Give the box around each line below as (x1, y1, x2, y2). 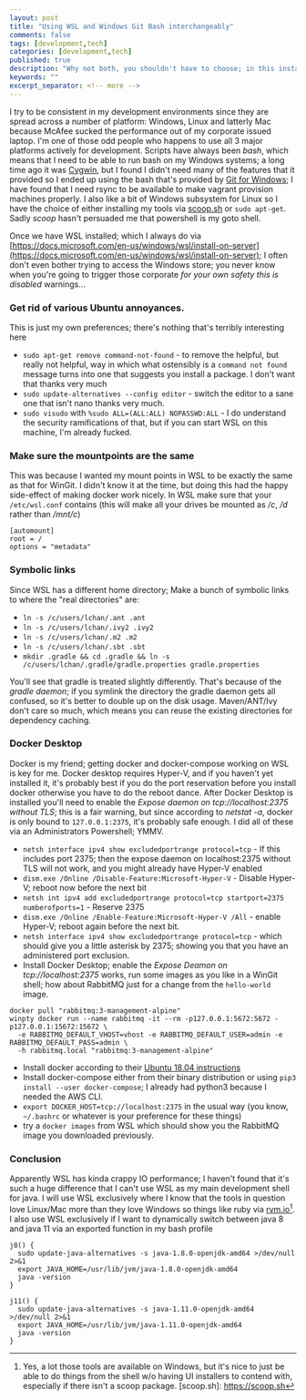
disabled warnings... (9, 279, 87, 290)
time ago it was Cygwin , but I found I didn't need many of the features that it (9, 164, 295, 175)
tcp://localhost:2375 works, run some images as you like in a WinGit (22, 969, 279, 980)
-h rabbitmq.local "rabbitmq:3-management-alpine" (17, 1046, 214, 1055)
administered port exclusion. (22, 949, 130, 961)
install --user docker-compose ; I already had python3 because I (22, 1081, 267, 1092)
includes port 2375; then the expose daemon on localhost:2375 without (22, 853, 291, 864)
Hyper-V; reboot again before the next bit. (22, 921, 180, 932)
